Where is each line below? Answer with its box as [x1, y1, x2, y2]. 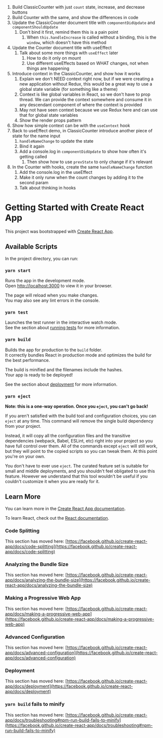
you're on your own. [5, 453, 45, 459]
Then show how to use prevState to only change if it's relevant [26, 159, 152, 165]
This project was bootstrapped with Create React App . [5, 228, 114, 234]
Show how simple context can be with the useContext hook [12, 123, 130, 128]
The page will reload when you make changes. [5, 293, 99, 298]
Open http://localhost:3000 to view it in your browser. [5, 283, 113, 289]
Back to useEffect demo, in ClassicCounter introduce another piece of [12, 128, 153, 133]
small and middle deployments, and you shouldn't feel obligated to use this [5, 468, 155, 474]
